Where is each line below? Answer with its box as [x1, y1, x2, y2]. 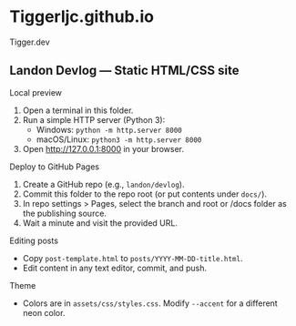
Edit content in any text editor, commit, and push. [22, 262, 208, 273]
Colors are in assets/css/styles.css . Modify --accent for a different [22, 298, 278, 309]
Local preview [9, 87, 62, 97]
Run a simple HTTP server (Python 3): [22, 114, 166, 125]
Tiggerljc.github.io [9, 6, 155, 27]
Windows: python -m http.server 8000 [36, 124, 182, 135]
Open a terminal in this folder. [22, 105, 134, 116]
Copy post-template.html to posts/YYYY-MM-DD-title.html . [22, 252, 243, 263]
